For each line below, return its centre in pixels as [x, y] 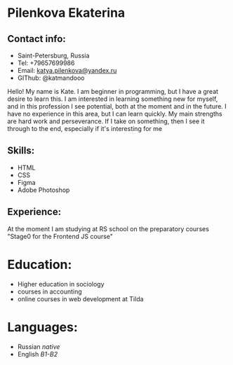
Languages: [43, 327]
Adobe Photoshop [44, 190]
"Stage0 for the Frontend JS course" [60, 236]
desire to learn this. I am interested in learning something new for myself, [113, 99]
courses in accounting [49, 291]
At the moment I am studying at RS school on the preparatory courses [108, 228]
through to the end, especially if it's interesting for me [85, 129]
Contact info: [37, 39]
